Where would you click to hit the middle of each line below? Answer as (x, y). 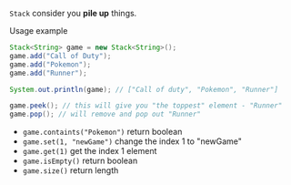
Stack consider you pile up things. (73, 13)
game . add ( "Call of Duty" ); (60, 56)
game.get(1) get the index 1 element (90, 151)
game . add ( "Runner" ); (49, 73)
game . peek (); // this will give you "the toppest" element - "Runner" (146, 106)
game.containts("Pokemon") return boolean (102, 132)
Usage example (39, 31)
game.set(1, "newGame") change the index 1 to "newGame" (132, 141)
